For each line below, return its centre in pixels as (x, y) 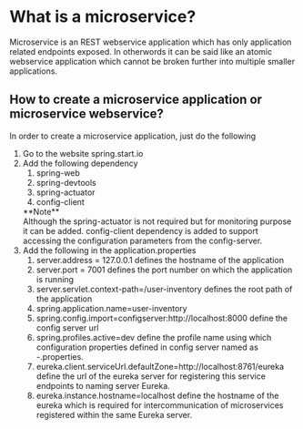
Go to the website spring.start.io (83, 153)
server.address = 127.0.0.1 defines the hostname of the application (160, 260)
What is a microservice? (103, 17)
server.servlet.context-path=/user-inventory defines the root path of (164, 289)
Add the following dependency (80, 163)
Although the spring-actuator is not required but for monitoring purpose (157, 221)
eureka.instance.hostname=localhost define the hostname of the (157, 395)
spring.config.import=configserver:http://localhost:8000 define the (162, 318)
